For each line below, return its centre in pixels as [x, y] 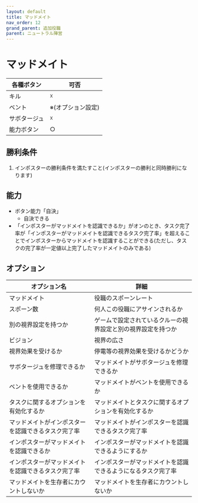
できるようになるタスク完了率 [135, 470]
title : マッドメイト [29, 17]
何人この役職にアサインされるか [138, 309]
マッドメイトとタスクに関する [136, 402]
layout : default [26, 12]
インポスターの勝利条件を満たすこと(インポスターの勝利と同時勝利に [98, 168]
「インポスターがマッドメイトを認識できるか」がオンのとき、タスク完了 [102, 226]
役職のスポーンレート [123, 298]
